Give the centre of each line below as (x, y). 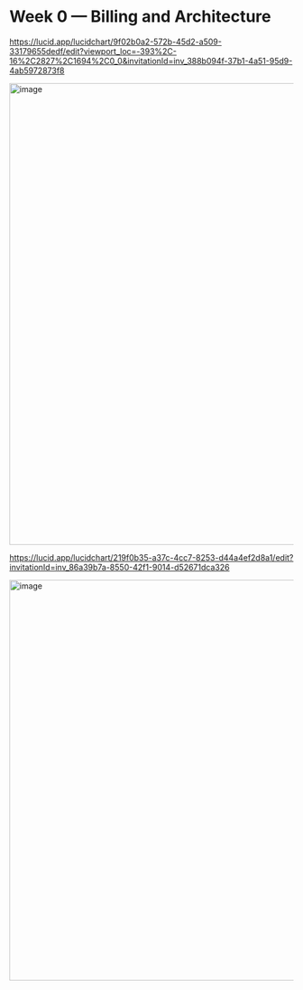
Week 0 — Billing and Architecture (140, 17)
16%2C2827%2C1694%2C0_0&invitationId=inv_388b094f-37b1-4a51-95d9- (151, 61)
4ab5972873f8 (37, 71)
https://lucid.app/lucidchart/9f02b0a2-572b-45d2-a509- (116, 42)
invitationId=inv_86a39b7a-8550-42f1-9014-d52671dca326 (119, 567)
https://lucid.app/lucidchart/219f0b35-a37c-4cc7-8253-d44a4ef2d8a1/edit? (151, 557)
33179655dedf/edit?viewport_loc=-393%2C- (93, 51)
